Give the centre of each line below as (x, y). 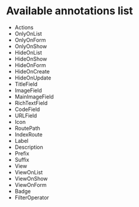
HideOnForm (30, 65)
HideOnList (28, 52)
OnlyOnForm (30, 40)
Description (29, 147)
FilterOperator (32, 198)
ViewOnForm (31, 184)
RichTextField (31, 103)
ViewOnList (29, 172)
